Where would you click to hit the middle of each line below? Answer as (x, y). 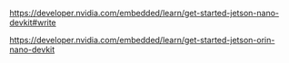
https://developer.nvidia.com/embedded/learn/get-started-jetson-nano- (144, 13)
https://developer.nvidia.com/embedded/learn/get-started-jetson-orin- (142, 40)
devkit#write (33, 22)
